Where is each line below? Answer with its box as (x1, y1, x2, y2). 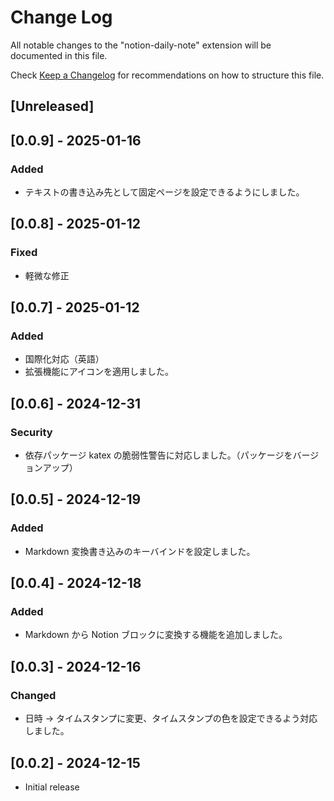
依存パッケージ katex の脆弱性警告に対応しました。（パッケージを (24, 449, 293, 461)
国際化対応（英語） (24, 353, 105, 365)
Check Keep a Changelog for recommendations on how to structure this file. (10, 69, 325, 81)
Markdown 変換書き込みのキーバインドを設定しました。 (24, 545, 256, 557)
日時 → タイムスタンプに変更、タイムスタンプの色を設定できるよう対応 (24, 712, 318, 725)
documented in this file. (10, 49, 108, 61)
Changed (10, 688, 57, 702)
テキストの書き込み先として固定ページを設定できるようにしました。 (24, 186, 305, 198)
